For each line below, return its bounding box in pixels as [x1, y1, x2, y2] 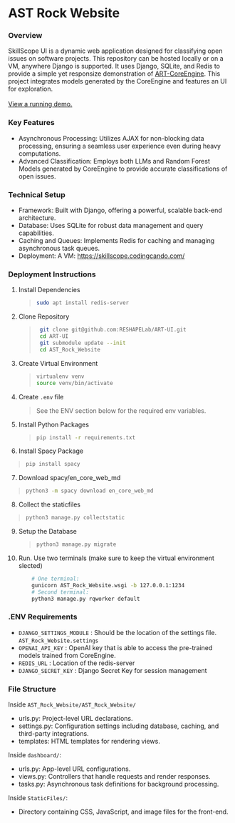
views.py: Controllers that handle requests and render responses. [18, 772, 211, 780]
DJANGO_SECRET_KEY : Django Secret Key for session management [18, 666, 207, 674]
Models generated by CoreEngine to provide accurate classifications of [18, 164, 228, 173]
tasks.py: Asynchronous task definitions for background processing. [18, 779, 219, 788]
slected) [18, 561, 43, 569]
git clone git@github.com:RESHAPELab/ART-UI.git [39, 326, 187, 334]
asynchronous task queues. [18, 244, 100, 253]
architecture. [18, 214, 56, 222]
